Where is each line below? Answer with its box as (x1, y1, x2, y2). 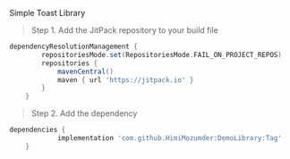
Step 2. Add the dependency (30, 108, 138, 119)
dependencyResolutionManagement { (9, 42, 139, 51)
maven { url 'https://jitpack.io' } (56, 75, 194, 84)
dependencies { (9, 125, 66, 135)
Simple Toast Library (9, 8, 86, 18)
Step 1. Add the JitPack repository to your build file (30, 25, 219, 35)
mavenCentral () (56, 67, 115, 76)
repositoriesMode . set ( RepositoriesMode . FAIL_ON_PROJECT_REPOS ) (41, 50, 282, 59)
